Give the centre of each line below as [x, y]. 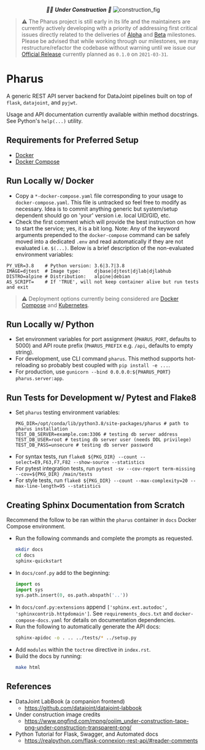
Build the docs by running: [48, 656]
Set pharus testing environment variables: [68, 412]
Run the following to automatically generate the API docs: [88, 627]
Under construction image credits [58, 714]
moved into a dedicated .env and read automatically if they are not [99, 241]
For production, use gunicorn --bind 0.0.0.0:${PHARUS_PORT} [93, 372]
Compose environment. [36, 526]
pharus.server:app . [40, 378]
